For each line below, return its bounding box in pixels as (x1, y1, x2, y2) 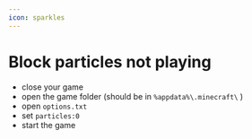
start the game (21, 119, 76, 130)
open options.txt (21, 100, 87, 111)
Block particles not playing (8, 51, 212, 72)
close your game (21, 82, 84, 92)
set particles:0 (21, 109, 80, 121)
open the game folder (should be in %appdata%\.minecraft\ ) (21, 91, 244, 101)
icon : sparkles (8, 13, 65, 22)
